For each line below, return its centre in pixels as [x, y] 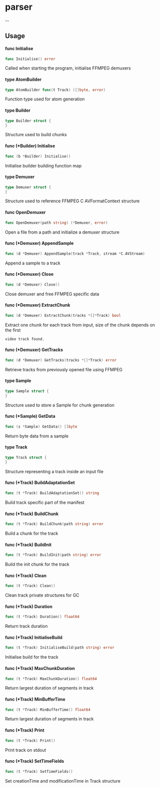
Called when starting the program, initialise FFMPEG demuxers [68, 68]
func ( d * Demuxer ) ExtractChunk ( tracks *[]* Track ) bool [63, 315]
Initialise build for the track [32, 657]
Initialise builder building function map [43, 166]
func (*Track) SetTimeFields [35, 761]
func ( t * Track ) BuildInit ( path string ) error [53, 555]
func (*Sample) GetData [30, 416]
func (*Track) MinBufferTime [35, 699]
